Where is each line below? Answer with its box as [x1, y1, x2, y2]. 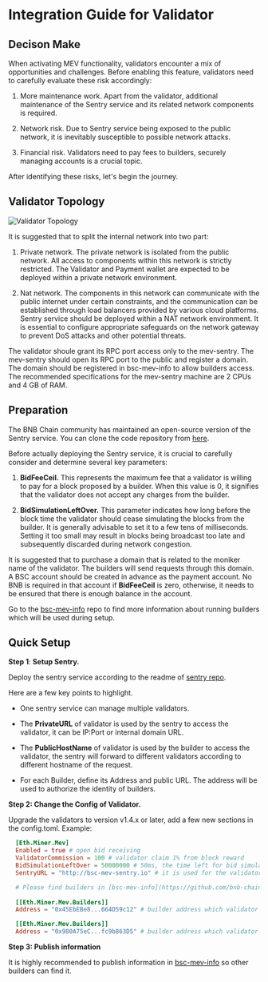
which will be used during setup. [8, 612, 116, 622]
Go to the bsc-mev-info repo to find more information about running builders [8, 604, 260, 614]
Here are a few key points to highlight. [8, 688, 133, 698]
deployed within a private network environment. [19, 272, 177, 282]
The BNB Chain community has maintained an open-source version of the [8, 424, 251, 434]
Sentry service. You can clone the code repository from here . [8, 433, 210, 443]
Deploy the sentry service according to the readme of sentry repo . [8, 672, 227, 682]
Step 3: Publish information [8, 942, 101, 952]
